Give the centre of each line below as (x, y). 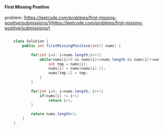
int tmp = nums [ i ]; (68, 64)
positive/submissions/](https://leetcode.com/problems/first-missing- (74, 23)
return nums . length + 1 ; (54, 114)
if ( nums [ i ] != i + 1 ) (59, 96)
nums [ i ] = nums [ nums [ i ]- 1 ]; (77, 68)
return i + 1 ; (60, 100)
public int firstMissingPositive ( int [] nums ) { (71, 46)
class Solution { (31, 42)
